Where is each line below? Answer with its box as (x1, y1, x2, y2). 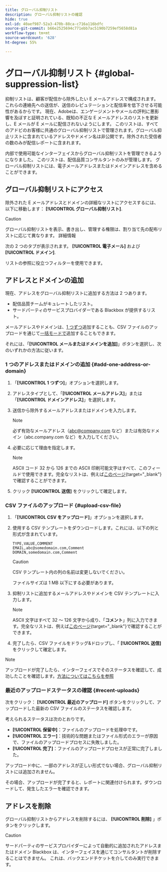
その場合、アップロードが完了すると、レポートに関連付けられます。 (5, 779, 145, 785)
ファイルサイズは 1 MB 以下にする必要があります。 (12, 580, 116, 586)
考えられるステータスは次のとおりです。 (5, 716, 88, 722)
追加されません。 (22, 769, 58, 775)
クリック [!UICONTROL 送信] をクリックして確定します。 (12, 488, 130, 494)
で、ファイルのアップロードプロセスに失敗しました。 (12, 739, 122, 745)
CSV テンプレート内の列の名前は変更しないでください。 (12, 569, 128, 575)
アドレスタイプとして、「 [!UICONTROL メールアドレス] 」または (12, 390, 143, 396)
